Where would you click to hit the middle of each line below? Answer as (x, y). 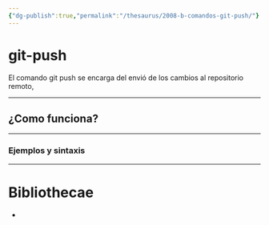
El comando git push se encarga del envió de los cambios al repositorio (126, 78)
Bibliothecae (51, 192)
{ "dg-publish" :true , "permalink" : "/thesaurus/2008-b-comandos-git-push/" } (134, 16)
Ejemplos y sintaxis (47, 151)
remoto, (21, 86)
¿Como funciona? (53, 118)
